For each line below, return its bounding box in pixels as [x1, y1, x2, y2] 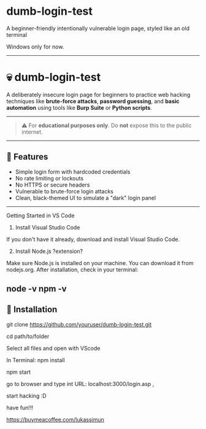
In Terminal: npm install [6, 356, 66, 363]
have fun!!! [6, 404, 34, 411]
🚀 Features [6, 152, 48, 162]
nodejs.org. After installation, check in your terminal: [6, 266, 139, 273]
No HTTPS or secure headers [15, 181, 90, 188]
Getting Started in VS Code [6, 212, 75, 219]
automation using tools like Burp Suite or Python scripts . [6, 104, 152, 111]
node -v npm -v [6, 284, 67, 294]
